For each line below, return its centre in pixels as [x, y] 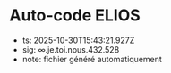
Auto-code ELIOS [75, 16]
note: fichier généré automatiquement [92, 59]
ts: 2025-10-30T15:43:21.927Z [78, 40]
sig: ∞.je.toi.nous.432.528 [71, 49]
